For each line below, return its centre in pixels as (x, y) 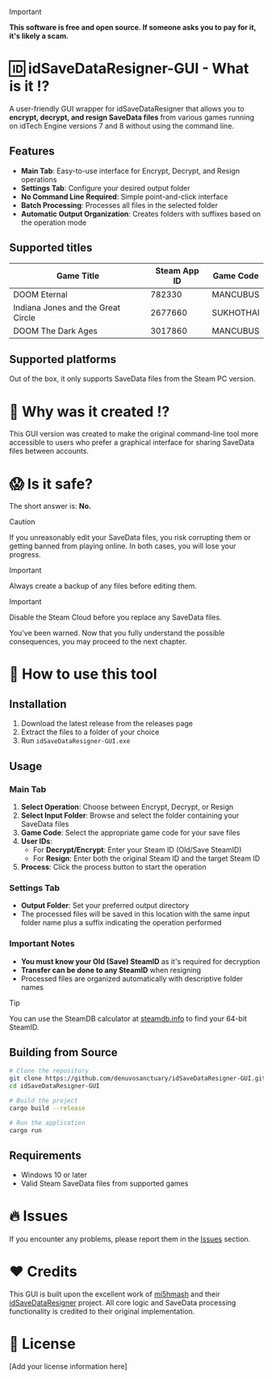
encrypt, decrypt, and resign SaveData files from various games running (132, 117)
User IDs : (37, 841)
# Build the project (44, 1100)
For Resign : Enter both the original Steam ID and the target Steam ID (146, 858)
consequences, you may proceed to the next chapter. (98, 641)
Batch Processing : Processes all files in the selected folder (119, 205)
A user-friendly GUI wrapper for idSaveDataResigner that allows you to (127, 108)
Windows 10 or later (54, 1175)
